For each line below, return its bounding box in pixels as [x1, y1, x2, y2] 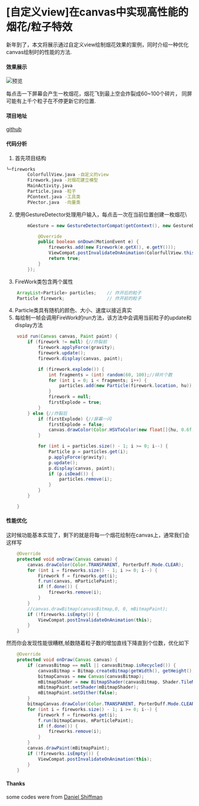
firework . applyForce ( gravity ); [37, 345, 115, 351]
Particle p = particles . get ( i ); [48, 449, 129, 455]
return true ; [48, 256, 81, 262]
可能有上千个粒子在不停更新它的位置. [6, 97, 97, 104]
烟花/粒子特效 [6, 20, 73, 34]
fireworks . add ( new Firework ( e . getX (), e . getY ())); [48, 245, 176, 250]
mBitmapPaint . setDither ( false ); [37, 690, 118, 696]
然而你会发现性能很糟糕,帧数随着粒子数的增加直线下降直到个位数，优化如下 [6, 639, 190, 647]
